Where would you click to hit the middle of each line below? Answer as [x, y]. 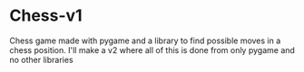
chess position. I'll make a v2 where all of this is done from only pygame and [152, 49]
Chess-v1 [46, 16]
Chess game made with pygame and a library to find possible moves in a [145, 40]
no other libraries [42, 59]
